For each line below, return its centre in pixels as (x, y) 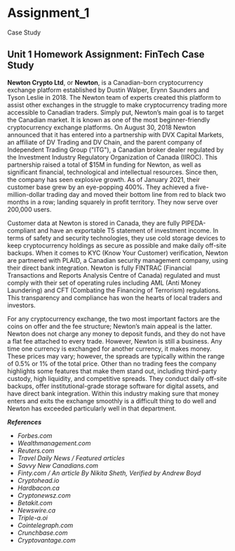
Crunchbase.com (42, 533)
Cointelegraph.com (45, 525)
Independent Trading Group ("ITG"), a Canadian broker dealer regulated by (116, 150)
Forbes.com (35, 435)
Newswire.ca (36, 510)
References (25, 422)
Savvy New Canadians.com (58, 465)
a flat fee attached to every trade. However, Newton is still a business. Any (115, 341)
